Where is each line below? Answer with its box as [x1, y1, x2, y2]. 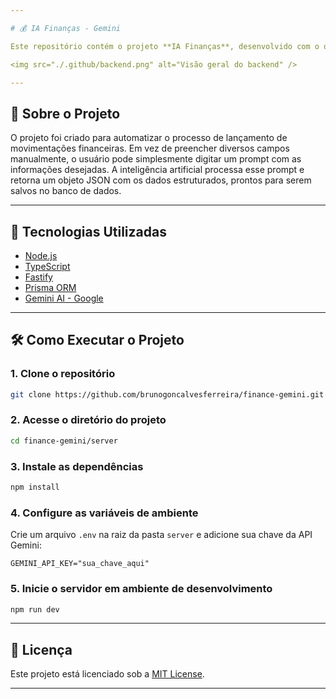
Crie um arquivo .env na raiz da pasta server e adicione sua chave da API [10, 529, 313, 541]
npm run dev [10, 604, 60, 615]
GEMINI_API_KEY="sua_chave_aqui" [10, 559, 150, 569]
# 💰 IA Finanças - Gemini [10, 23, 122, 33]
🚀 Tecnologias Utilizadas [10, 223, 167, 240]
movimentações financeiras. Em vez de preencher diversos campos [10, 142, 290, 155]
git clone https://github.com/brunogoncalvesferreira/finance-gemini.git [10, 389, 325, 400]
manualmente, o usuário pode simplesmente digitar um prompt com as [10, 153, 302, 165]
